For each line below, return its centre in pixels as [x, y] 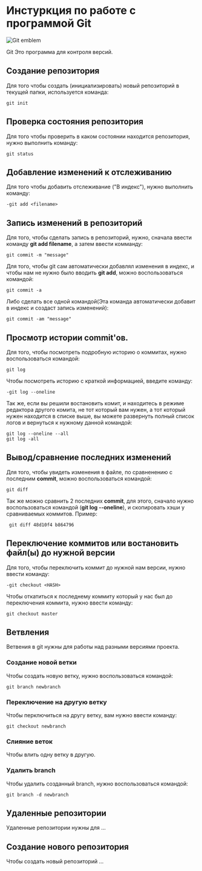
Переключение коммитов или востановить [93, 544]
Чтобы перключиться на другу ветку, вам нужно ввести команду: [92, 715]
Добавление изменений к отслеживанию [89, 172]
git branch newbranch [34, 687]
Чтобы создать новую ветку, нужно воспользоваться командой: [90, 675]
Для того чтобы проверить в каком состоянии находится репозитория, [98, 136]
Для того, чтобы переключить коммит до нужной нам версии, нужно [96, 568]
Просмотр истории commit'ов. [67, 338]
